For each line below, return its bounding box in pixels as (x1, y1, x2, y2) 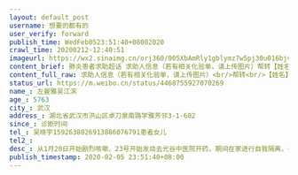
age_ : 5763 (9, 95, 50, 104)
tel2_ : (9, 136, 34, 145)
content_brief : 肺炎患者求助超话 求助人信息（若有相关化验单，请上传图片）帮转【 (9, 63, 278, 72)
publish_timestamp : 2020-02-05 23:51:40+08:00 (9, 152, 184, 162)
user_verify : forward (9, 29, 90, 38)
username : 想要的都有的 (9, 21, 89, 30)
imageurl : (9, 54, 46, 63)
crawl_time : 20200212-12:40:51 (9, 46, 125, 55)
